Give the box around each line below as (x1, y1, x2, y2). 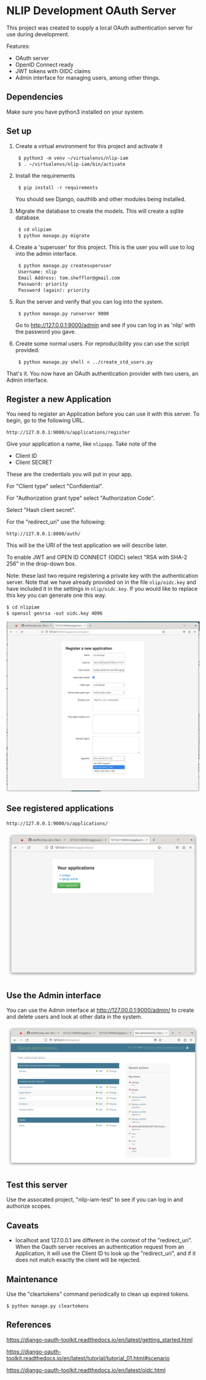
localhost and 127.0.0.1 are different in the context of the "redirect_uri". (15, 1237, 193, 1244)
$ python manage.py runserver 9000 (18, 310, 109, 317)
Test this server (6, 1180, 67, 1190)
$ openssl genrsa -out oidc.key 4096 (6, 610, 103, 617)
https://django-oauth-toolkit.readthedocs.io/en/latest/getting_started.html (6, 1336, 193, 1343)
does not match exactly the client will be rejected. (15, 1256, 141, 1264)
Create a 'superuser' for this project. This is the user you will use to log (15, 243, 195, 251)
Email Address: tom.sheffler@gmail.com (18, 275, 120, 281)
